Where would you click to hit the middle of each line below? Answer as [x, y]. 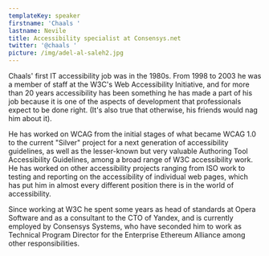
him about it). [30, 118]
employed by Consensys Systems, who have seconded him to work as [125, 226]
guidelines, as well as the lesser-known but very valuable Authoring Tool [128, 151]
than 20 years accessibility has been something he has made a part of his [130, 93]
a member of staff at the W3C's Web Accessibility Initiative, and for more [129, 84]
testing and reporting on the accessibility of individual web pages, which [128, 177]
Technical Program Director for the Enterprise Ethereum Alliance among [127, 235]
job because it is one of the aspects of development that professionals [125, 102]
